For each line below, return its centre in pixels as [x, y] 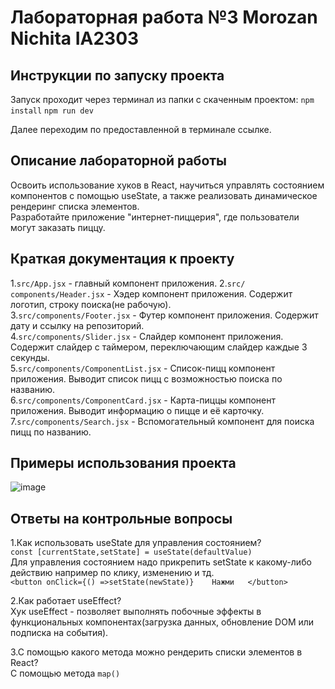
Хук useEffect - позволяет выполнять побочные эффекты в [136, 612]
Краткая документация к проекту [122, 259]
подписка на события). [59, 633]
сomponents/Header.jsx [57, 294]
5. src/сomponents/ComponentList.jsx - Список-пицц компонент [143, 368]
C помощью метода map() [65, 673]
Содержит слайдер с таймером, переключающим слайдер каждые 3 [159, 347]
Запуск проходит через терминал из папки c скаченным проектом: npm [162, 99]
